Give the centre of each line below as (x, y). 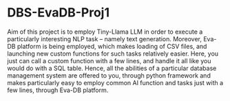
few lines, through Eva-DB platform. (58, 90)
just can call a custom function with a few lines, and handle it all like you (109, 60)
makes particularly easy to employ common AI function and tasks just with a (115, 82)
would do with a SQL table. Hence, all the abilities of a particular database (112, 68)
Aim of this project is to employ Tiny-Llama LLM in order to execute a (105, 32)
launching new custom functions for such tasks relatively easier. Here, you (113, 54)
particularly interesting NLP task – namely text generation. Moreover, (104, 38)
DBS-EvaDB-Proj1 (59, 13)
